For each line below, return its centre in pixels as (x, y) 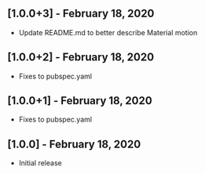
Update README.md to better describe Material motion (108, 32)
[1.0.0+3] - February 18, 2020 (81, 14)
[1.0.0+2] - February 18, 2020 (81, 58)
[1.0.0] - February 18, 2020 (74, 144)
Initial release (40, 163)
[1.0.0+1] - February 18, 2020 (80, 101)
